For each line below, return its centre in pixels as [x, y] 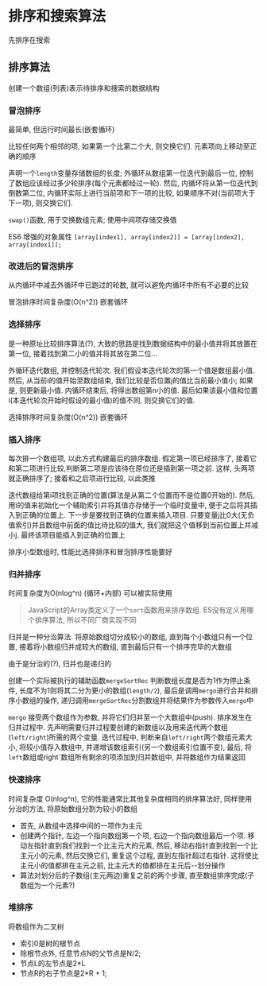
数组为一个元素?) [47, 885]
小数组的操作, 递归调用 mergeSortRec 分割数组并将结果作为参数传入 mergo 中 [134, 701]
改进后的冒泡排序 [41, 266]
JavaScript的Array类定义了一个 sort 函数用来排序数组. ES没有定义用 [137, 610]
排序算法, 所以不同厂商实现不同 [85, 620]
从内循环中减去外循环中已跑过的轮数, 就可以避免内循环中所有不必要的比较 [128, 285]
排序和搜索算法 [57, 16]
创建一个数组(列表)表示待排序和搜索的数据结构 [84, 87]
